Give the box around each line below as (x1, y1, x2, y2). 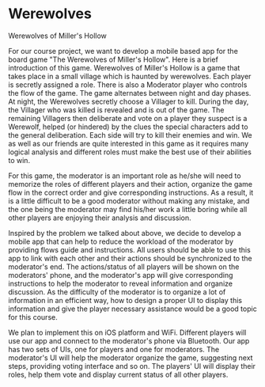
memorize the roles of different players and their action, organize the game (8, 179, 253, 188)
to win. (8, 155, 30, 165)
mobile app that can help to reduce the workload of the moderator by (8, 237, 233, 246)
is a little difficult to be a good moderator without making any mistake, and (8, 195, 250, 206)
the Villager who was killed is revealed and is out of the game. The (8, 104, 225, 115)
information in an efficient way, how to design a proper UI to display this (8, 295, 243, 305)
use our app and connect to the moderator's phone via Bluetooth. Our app (8, 336, 250, 345)
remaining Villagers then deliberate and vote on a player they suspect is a (8, 113, 248, 123)
